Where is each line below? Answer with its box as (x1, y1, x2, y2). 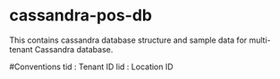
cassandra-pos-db (9, 5, 152, 26)
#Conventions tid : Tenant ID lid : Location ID (9, 61, 174, 72)
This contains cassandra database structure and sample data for (9, 35, 248, 45)
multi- (249, 35, 271, 45)
